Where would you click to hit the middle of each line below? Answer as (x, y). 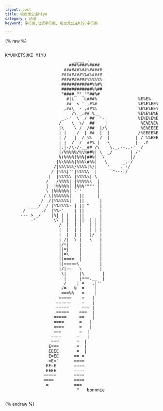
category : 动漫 (21, 18)
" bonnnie (91, 390)
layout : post (18, 9)
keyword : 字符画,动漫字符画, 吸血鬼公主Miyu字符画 (51, 23)
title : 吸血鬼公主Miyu (26, 14)
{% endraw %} (20, 404)
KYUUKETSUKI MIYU (25, 55)
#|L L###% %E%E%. (110, 99)
